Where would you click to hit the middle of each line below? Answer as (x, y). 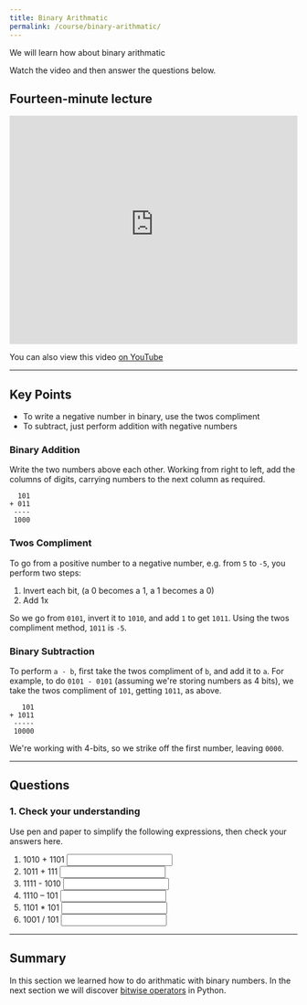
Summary (38, 959)
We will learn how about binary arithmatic (88, 52)
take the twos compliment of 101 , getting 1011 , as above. (116, 691)
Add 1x (35, 600)
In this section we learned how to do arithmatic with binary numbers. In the (150, 980)
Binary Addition (45, 450)
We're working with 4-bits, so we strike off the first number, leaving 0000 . (147, 748)
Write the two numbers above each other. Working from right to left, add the (152, 470)
